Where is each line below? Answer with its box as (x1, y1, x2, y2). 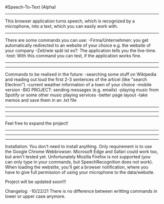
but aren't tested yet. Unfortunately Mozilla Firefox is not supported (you (5, 154, 150, 160)
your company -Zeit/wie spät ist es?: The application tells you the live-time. (5, 48, 157, 53)
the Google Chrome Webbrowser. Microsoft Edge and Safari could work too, (5, 148, 159, 154)
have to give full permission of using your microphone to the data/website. (5, 169, 155, 175)
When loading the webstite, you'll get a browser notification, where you (5, 164, 149, 170)
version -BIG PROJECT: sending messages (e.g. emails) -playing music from (5, 87, 159, 93)
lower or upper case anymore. (5, 193, 66, 199)
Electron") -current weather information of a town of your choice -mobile (5, 82, 152, 87)
